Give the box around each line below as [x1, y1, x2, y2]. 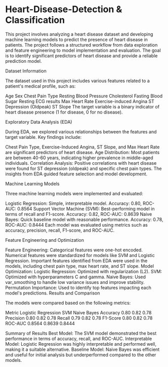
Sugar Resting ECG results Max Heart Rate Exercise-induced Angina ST [5, 98, 154, 104]
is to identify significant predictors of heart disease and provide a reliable [5, 52, 158, 59]
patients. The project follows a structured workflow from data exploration [5, 42, 158, 48]
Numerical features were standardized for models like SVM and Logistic [5, 252, 155, 258]
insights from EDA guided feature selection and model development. [5, 171, 148, 177]
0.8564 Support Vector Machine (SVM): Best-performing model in [17, 205, 155, 211]
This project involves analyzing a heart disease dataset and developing [5, 31, 153, 37]
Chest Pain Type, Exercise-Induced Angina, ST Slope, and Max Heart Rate [5, 143, 160, 150]
